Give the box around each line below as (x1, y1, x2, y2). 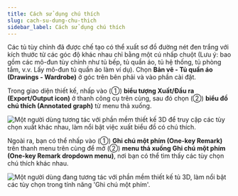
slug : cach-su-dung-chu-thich (7, 17, 97, 24)
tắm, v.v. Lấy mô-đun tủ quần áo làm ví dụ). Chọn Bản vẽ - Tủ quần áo (7, 65, 213, 74)
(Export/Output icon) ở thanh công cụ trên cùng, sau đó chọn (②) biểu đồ (7, 94, 229, 103)
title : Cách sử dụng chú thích (7, 10, 100, 18)
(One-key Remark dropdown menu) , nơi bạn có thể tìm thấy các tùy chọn (7, 151, 225, 160)
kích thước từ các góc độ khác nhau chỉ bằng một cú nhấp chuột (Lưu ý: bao (7, 50, 232, 59)
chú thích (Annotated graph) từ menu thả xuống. (7, 102, 152, 110)
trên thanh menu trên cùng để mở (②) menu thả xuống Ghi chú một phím (7, 144, 226, 153)
